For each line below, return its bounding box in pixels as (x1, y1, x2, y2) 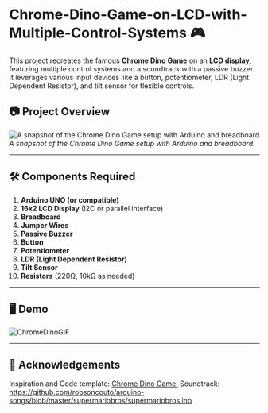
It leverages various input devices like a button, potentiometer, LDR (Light (9, 72, 250, 82)
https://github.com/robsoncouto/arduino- (9, 388, 145, 397)
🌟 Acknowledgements (9, 357, 121, 371)
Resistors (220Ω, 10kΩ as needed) (20, 271, 135, 280)
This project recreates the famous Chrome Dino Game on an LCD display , (9, 56, 252, 65)
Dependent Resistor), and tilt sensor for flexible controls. (9, 81, 195, 91)
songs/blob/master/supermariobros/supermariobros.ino (9, 396, 192, 406)
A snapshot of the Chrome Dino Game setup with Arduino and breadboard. (9, 138, 255, 148)
